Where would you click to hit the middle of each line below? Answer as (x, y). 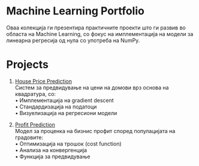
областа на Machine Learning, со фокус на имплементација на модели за (100, 34)
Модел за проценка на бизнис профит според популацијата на (95, 131)
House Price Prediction (43, 81)
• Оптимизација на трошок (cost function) (68, 144)
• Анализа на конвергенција (51, 150)
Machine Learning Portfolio (76, 11)
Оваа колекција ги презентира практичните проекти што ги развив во (96, 28)
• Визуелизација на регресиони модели (66, 113)
